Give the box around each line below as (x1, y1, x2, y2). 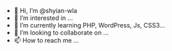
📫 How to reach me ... (13, 37, 79, 44)
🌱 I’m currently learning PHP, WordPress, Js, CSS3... (13, 21, 166, 29)
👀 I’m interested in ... (13, 14, 73, 22)
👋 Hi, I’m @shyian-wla (13, 7, 78, 14)
